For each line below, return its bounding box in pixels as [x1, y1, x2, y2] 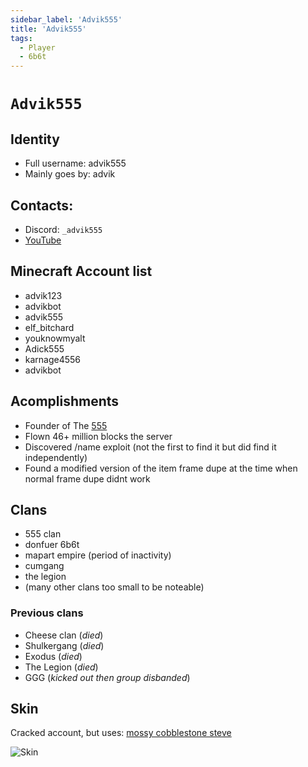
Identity [10, 131, 60, 148]
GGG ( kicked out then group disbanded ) [24, 671, 191, 683]
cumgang [24, 560, 65, 572]
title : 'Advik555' [10, 24, 87, 34]
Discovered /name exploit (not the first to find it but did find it [24, 441, 277, 453]
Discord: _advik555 [24, 223, 103, 235]
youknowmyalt [24, 332, 86, 344]
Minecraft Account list [10, 263, 153, 280]
